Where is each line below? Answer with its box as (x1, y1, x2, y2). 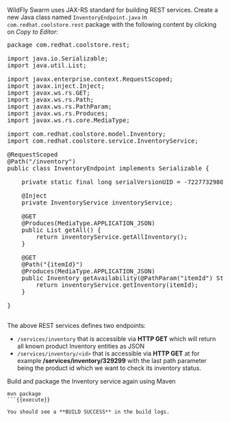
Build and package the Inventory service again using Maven (7, 377, 176, 385)
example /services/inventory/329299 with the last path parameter (16, 357, 207, 364)
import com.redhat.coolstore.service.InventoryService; (7, 137, 199, 145)
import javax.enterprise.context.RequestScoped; (7, 75, 173, 83)
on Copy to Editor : (7, 27, 58, 36)
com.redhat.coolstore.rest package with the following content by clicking (7, 21, 217, 28)
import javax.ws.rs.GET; (7, 89, 90, 97)
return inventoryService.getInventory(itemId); (36, 281, 199, 289)
